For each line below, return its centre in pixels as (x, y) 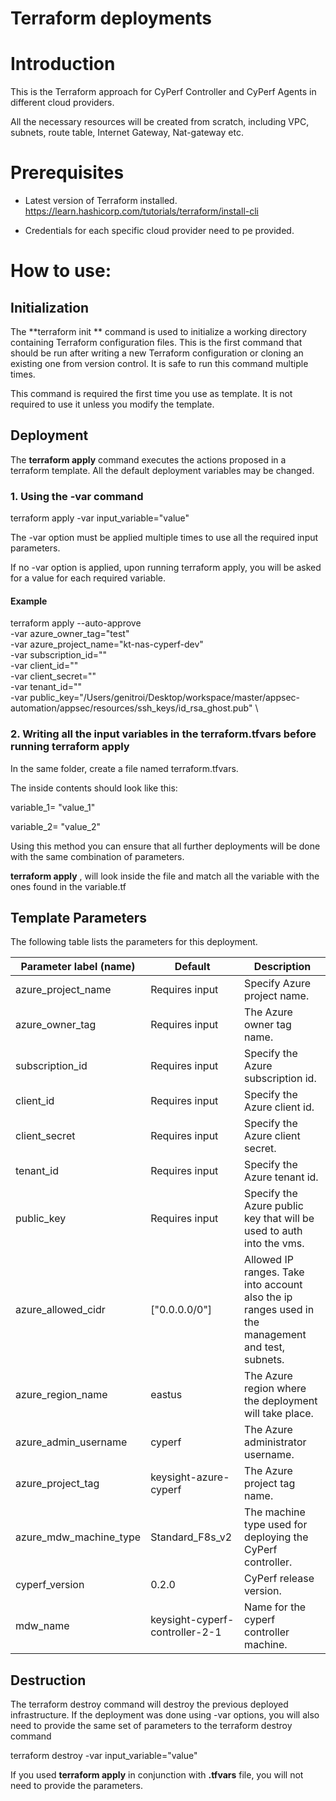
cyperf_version (50, 1585)
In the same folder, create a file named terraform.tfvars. (124, 768)
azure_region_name (61, 1395)
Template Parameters (79, 918)
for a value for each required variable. (88, 578)
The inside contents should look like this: (94, 788)
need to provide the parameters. (76, 1786)
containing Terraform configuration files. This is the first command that (156, 343)
